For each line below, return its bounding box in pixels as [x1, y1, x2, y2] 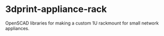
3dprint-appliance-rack [5, 3, 107, 15]
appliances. [5, 25, 29, 31]
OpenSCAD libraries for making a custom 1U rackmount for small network [5, 20, 159, 26]
